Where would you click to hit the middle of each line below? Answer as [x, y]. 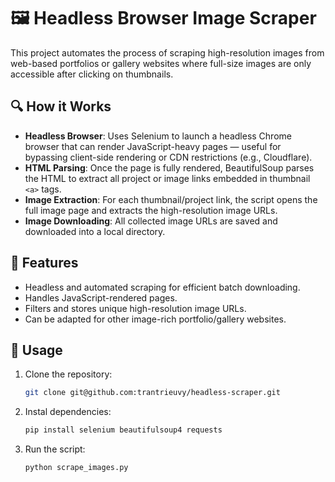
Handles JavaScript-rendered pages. [101, 297]
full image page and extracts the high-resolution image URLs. [151, 210]
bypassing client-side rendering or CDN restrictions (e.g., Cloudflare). [168, 157]
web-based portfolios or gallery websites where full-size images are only [161, 63]
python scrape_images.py [76, 468]
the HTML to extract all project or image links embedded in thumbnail [167, 178]
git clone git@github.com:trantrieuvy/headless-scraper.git [152, 393]
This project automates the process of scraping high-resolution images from [167, 52]
